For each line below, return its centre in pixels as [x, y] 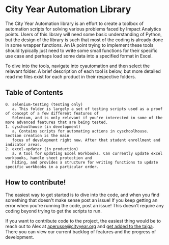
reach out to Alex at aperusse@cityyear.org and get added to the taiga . [80, 226]
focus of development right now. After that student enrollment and [86, 140]
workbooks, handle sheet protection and [49, 158]
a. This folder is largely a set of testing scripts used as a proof [87, 109]
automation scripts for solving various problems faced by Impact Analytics [83, 29]
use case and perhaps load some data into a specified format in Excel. [79, 56]
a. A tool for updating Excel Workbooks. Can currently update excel [87, 153]
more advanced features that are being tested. [57, 122]
